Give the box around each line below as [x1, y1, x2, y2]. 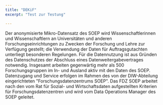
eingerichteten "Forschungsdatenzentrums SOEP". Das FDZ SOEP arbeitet [5, 78, 158, 84]
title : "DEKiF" [5, 7, 37, 12]
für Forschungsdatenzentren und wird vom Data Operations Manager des [5, 88, 156, 94]
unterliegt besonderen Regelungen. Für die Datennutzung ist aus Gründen [5, 51, 157, 57]
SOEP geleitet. [5, 93, 35, 100]
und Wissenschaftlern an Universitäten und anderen [5, 35, 112, 41]
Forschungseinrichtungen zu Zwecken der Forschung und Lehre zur [5, 40, 146, 46]
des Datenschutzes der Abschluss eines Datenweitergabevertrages [5, 56, 144, 62]
